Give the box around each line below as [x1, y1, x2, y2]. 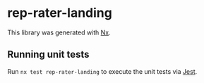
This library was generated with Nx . [7, 28, 111, 37]
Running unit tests [7, 49, 90, 60]
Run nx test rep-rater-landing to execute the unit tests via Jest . [7, 67, 198, 75]
